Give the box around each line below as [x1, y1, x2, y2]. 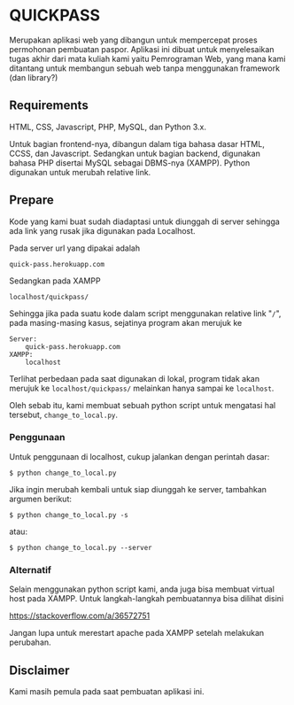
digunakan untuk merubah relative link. [9, 167, 151, 177]
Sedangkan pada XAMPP [9, 275, 101, 286]
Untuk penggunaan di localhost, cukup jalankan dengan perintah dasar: [9, 451, 270, 461]
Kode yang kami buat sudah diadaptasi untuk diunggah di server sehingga [9, 216, 281, 227]
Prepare [9, 192, 55, 208]
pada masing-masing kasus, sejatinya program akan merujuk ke [9, 317, 243, 328]
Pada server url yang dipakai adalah [9, 243, 140, 253]
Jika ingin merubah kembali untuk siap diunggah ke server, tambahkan [9, 484, 267, 494]
